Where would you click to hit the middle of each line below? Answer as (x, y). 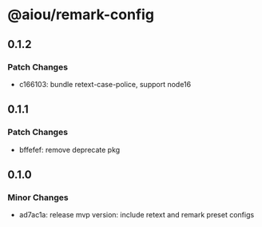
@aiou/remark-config (81, 15)
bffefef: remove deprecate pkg (69, 149)
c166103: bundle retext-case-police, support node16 (105, 84)
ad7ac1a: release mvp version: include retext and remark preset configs (137, 215)
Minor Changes (38, 197)
